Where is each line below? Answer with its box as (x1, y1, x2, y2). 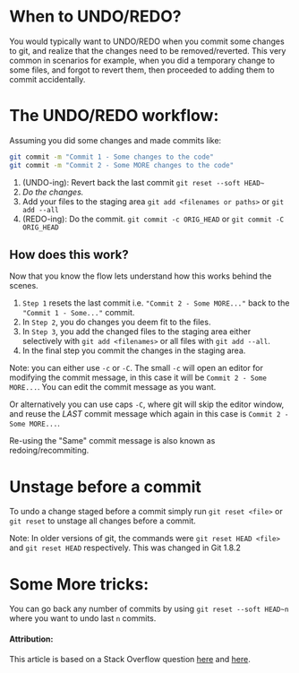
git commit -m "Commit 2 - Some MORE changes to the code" (9, 160, 235, 169)
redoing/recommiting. (9, 445, 90, 456)
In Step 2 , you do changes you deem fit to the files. (21, 316, 211, 328)
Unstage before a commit (9, 477, 201, 496)
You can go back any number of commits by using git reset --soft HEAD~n (9, 603, 289, 615)
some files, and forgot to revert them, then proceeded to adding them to (9, 65, 275, 75)
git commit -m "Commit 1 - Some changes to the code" (9, 152, 215, 161)
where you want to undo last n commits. (9, 613, 157, 624)
